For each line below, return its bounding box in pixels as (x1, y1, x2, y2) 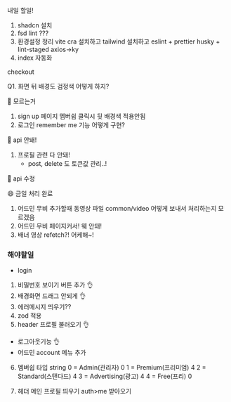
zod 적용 (17, 311, 42, 320)
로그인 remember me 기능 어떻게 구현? (17, 121, 125, 129)
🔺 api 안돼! (7, 136, 37, 144)
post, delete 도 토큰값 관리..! (27, 160, 107, 167)
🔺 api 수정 (7, 174, 35, 183)
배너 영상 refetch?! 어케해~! (17, 231, 95, 239)
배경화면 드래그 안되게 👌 (17, 292, 86, 300)
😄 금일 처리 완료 (7, 189, 53, 197)
